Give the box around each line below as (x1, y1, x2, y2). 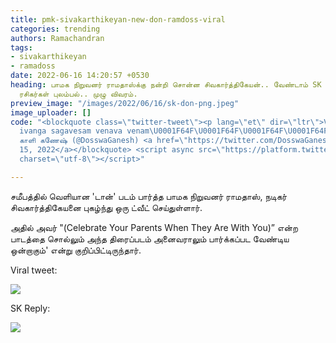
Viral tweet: (10, 264, 58, 276)
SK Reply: (10, 302, 51, 314)
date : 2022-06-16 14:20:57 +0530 (10, 71, 150, 81)
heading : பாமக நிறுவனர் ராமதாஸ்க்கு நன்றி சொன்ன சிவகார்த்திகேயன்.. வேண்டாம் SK (10, 80, 322, 90)
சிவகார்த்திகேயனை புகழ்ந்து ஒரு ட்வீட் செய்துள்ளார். (10, 201, 203, 213)
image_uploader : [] (10, 107, 92, 118)
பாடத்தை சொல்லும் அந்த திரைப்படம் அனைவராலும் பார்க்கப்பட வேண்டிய (10, 232, 290, 245)
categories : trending (10, 24, 101, 34)
